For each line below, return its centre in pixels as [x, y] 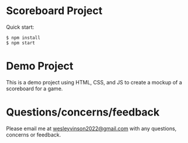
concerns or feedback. [34, 135]
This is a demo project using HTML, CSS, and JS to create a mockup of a [94, 82]
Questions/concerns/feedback [83, 112]
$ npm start [20, 43]
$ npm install [23, 38]
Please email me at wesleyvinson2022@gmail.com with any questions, [91, 128]
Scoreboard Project [54, 11]
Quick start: [20, 27]
